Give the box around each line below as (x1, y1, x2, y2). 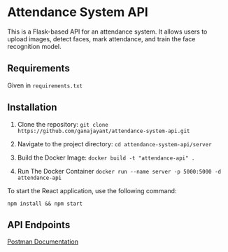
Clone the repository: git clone (17, 120, 108, 128)
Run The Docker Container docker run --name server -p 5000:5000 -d (17, 167, 222, 175)
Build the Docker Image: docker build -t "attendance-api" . (17, 153, 195, 162)
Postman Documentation (7, 237, 79, 246)
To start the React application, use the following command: (7, 186, 177, 195)
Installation (7, 101, 57, 113)
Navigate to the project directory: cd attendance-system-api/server (17, 139, 212, 148)
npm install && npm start (7, 200, 83, 207)
